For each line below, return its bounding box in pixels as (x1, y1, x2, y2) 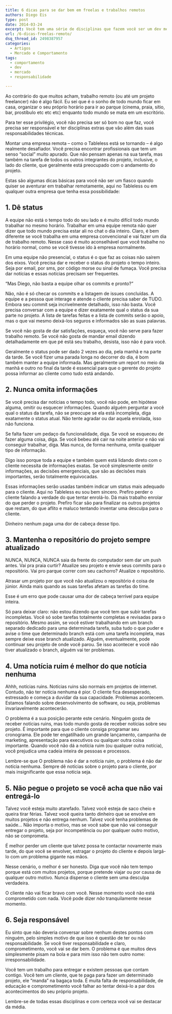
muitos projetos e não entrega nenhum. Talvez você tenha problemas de (5, 816, 158, 822)
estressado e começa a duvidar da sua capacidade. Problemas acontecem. (5, 694, 164, 701)
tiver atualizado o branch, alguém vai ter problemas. (5, 647, 115, 653)
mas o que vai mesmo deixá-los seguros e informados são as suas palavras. (5, 317, 166, 324)
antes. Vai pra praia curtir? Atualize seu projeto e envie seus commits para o (5, 562, 166, 569)
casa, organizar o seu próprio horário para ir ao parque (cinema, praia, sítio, (5, 104, 165, 110)
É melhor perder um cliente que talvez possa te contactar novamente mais (5, 842, 162, 849)
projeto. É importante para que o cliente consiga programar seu (5, 726, 139, 733)
